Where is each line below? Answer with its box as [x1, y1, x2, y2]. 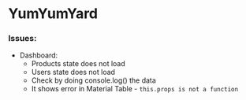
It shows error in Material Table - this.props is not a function [31, 84, 239, 94]
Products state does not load [31, 59, 126, 69]
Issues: [8, 33, 37, 44]
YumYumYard [8, 5, 99, 23]
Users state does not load [31, 68, 116, 77]
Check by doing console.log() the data [31, 76, 156, 85]
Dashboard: [19, 50, 58, 60]
